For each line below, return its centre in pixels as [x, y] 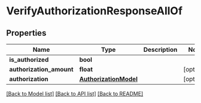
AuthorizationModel [108, 79]
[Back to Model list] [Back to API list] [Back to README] [75, 94]
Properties [26, 33]
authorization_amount [41, 69]
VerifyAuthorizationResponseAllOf [95, 11]
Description [160, 50]
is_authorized [29, 60]
